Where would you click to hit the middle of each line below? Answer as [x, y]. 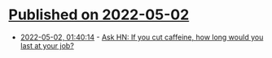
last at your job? [47, 45]
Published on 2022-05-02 [99, 15]
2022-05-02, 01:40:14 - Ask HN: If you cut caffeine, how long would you [142, 37]
